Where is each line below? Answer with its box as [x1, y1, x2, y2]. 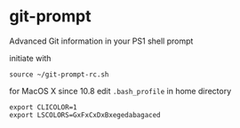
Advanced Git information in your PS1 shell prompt [9, 36, 194, 46]
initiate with [9, 52, 52, 63]
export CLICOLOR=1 [9, 102, 77, 112]
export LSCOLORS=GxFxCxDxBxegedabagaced [9, 110, 162, 119]
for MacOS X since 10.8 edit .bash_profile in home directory [9, 85, 232, 96]
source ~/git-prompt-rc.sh [9, 69, 109, 79]
